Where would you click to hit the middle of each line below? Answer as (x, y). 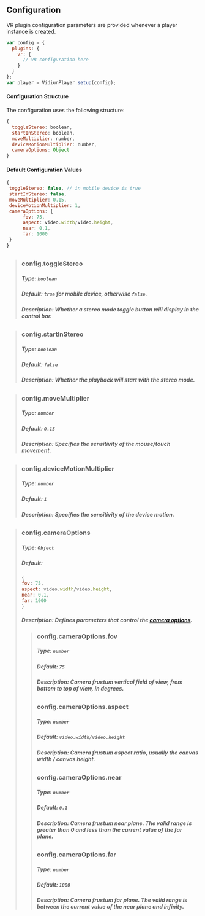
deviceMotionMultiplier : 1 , (45, 205)
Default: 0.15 (38, 428)
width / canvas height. (66, 759)
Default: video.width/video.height (81, 737)
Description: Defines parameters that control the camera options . (107, 620)
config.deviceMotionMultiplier (68, 469)
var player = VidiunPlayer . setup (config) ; (61, 82)
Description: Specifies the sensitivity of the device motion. (98, 514)
